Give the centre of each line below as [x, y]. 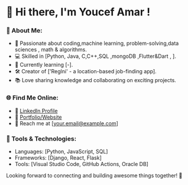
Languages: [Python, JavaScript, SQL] [61, 152]
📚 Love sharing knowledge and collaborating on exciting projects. [95, 80]
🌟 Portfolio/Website [38, 117]
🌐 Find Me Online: [33, 98]
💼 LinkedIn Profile [36, 111]
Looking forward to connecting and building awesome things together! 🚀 [94, 176]
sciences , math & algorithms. [51, 50]
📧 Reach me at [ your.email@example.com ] [66, 123]
